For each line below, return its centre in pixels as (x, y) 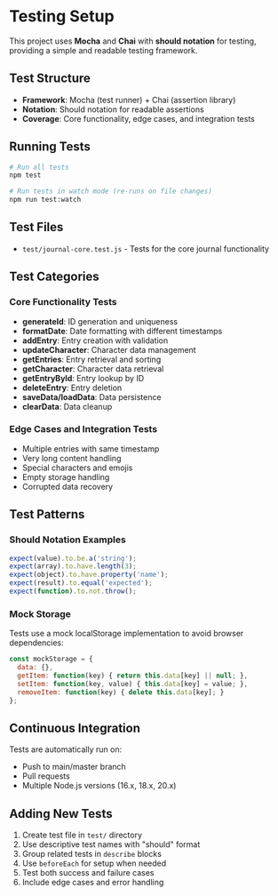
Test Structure (50, 79)
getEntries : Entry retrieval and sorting (91, 359)
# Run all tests (39, 167)
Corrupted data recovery (68, 486)
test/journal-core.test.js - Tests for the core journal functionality (145, 248)
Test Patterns (47, 514)
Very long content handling (71, 458)
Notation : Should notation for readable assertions (113, 109)
